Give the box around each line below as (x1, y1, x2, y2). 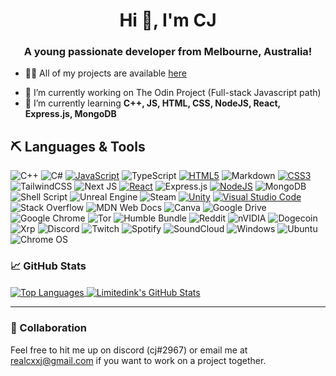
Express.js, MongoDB (24, 108, 117, 120)
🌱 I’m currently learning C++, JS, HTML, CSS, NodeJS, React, (24, 97, 281, 109)
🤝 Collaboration (10, 321, 88, 335)
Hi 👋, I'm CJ (119, 9, 217, 32)
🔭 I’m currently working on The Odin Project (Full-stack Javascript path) (24, 87, 322, 99)
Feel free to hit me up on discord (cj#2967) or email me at (10, 344, 248, 356)
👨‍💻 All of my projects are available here (24, 67, 187, 79)
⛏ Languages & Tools (10, 138, 146, 155)
